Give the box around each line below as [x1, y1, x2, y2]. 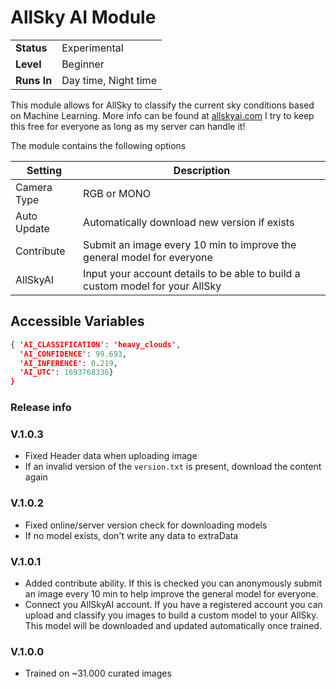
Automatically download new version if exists [83, 215, 295, 229]
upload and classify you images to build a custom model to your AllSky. [24, 609, 319, 621]
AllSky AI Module [10, 6, 157, 29]
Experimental [61, 41, 124, 55]
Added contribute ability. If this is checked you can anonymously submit [24, 577, 322, 589]
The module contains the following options [10, 139, 187, 151]
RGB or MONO [83, 186, 151, 200]
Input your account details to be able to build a [83, 266, 301, 280]
